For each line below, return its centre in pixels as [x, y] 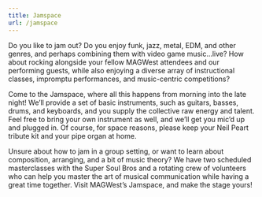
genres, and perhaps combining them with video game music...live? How [126, 54]
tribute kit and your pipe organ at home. [72, 136]
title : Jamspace [35, 15]
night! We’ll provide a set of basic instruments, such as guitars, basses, [123, 102]
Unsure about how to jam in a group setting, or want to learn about [116, 151]
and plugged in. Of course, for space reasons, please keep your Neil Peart [129, 128]
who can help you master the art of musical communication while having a [129, 176]
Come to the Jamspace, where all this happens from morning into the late [127, 94]
